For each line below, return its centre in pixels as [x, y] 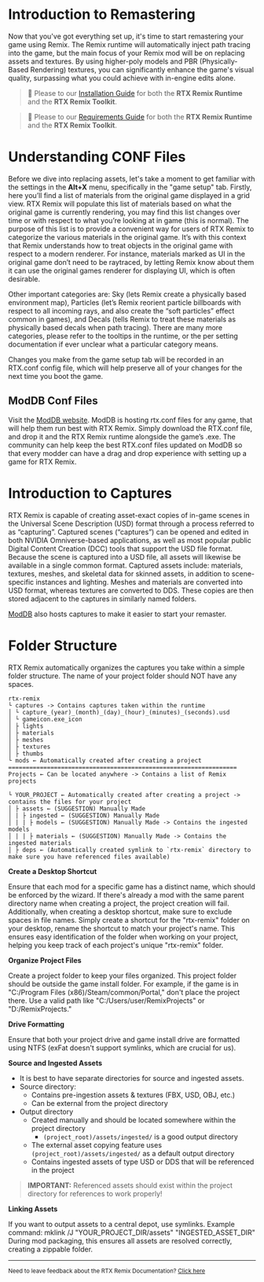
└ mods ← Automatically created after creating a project [105, 760]
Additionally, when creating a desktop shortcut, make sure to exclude [120, 911]
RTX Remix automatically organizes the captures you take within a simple [126, 667]
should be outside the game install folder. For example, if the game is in [123, 983]
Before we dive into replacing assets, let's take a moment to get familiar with [132, 178]
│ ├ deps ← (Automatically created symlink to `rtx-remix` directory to [130, 850]
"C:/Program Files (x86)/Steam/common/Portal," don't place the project [124, 992]
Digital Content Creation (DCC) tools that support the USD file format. [121, 549]
